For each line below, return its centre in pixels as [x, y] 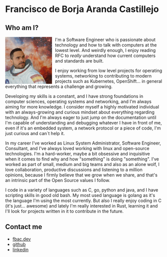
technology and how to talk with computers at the [106, 45]
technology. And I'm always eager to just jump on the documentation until [81, 117]
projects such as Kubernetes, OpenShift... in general [109, 81]
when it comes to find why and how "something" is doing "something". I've [82, 159]
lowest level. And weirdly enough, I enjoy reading [105, 50]
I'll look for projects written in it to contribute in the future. [64, 211]
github [19, 244]
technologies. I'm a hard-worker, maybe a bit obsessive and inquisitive [78, 154]
